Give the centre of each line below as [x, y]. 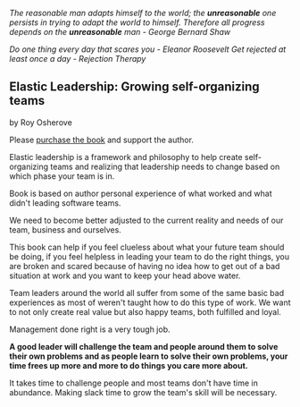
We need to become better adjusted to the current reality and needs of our [146, 220]
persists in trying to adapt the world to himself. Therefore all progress [137, 22]
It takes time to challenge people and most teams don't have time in [134, 383]
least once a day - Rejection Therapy [78, 59]
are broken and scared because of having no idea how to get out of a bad [145, 266]
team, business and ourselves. [66, 229]
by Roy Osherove [41, 122]
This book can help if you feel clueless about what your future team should [147, 247]
